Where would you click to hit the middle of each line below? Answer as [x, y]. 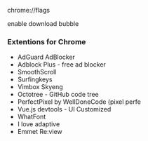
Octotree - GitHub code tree [58, 95]
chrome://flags [29, 10]
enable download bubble [43, 23]
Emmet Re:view [40, 132]
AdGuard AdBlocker [46, 57]
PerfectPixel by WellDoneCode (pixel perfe [79, 102]
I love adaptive [39, 124]
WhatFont [32, 117]
